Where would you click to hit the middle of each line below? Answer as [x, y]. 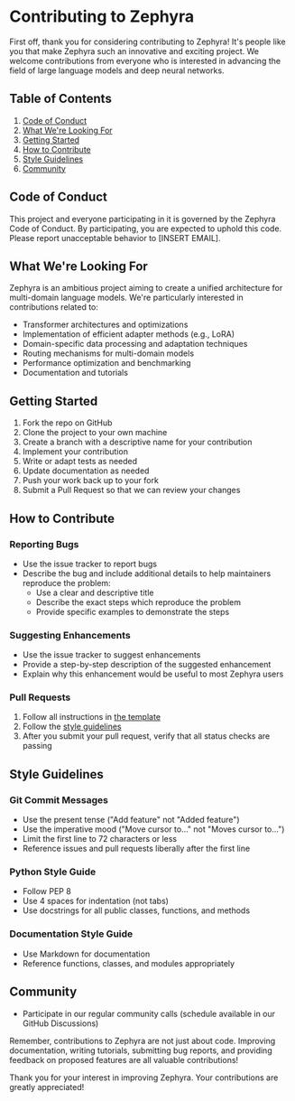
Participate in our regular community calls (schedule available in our [149, 1013]
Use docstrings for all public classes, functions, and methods [136, 910]
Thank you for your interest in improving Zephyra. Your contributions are [144, 1078]
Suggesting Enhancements [70, 635]
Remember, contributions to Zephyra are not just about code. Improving [143, 1040]
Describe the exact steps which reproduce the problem [138, 602]
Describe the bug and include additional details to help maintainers [147, 573]
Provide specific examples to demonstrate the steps [133, 611]
